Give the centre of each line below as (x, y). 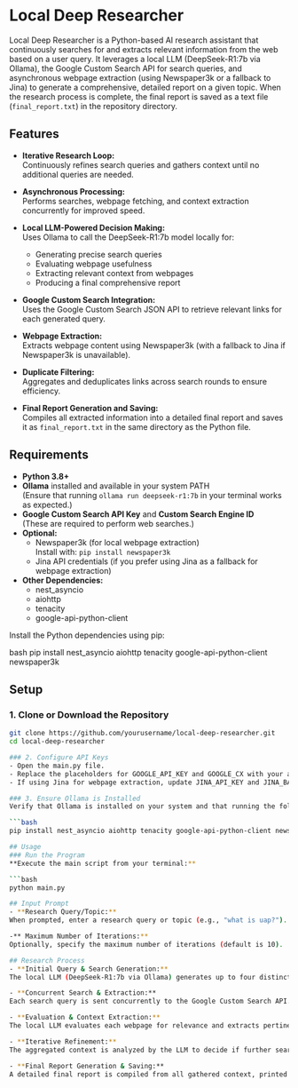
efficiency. (41, 391)
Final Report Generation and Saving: (90, 408)
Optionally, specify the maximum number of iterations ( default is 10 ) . (146, 944)
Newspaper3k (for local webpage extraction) (117, 542)
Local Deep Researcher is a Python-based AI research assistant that (134, 40)
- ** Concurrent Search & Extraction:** (83, 993)
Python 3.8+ (45, 476)
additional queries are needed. (78, 174)
